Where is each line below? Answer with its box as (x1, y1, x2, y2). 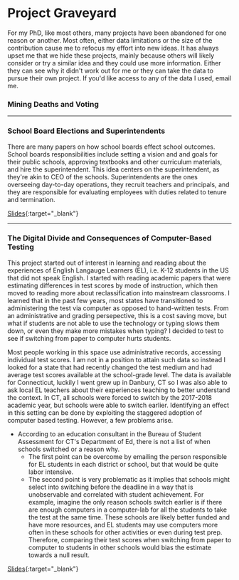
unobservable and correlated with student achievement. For (28, 490, 204, 499)
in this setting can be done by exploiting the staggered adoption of (7, 408, 203, 417)
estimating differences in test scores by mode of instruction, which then (7, 281, 218, 290)
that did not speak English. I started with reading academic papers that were (7, 273, 231, 282)
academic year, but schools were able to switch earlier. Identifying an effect (7, 401, 230, 409)
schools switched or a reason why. (17, 445, 120, 453)
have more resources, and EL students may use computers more (28, 520, 218, 529)
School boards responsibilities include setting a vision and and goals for (7, 149, 218, 158)
